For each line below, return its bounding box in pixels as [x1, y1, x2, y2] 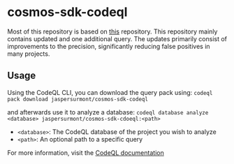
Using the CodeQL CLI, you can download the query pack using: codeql [7, 88, 213, 96]
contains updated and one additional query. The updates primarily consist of [7, 34, 228, 43]
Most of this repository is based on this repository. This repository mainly [7, 27, 218, 36]
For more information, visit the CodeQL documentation [7, 148, 164, 157]
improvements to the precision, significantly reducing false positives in [7, 42, 211, 50]
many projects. [7, 50, 50, 58]
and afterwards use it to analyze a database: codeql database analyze [7, 107, 209, 116]
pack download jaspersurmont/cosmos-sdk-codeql [7, 96, 149, 103]
